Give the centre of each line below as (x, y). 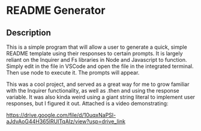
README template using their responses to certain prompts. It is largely (94, 53)
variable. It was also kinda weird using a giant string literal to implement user (101, 97)
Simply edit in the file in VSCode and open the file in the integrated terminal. (100, 66)
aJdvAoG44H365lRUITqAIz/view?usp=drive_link (66, 121)
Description (28, 33)
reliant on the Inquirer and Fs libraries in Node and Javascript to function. (97, 60)
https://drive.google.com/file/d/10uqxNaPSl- (61, 115)
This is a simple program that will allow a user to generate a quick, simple (97, 47)
